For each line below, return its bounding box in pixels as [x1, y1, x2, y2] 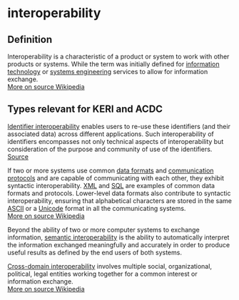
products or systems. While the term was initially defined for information [7, 60, 220, 68]
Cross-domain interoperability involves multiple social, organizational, [7, 262, 213, 270]
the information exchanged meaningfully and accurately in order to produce [7, 240, 230, 249]
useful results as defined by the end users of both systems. [7, 248, 182, 257]
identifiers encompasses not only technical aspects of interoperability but [7, 137, 224, 145]
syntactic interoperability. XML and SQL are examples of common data [7, 181, 215, 190]
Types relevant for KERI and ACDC [7, 103, 163, 115]
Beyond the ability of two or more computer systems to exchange [7, 225, 200, 234]
